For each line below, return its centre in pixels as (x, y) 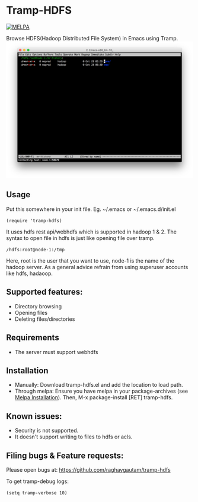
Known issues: (34, 416)
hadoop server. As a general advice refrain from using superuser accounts (97, 267)
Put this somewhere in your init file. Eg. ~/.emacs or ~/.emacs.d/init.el (91, 209)
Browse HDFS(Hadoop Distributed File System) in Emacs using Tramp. (92, 38)
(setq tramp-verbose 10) (37, 493)
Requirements (33, 338)
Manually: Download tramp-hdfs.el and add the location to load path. (99, 385)
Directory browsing (38, 306)
